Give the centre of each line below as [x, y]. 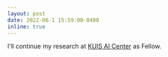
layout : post [26, 14]
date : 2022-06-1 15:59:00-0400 [53, 20]
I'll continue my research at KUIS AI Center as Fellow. [85, 47]
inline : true [26, 26]
